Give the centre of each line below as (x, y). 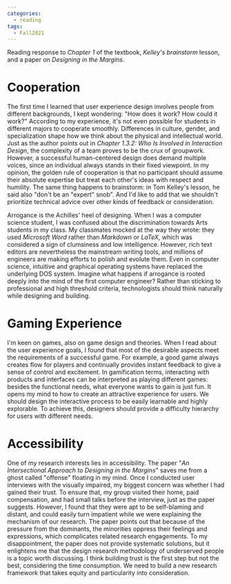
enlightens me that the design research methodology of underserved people (115, 551)
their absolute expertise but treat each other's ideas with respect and (106, 180)
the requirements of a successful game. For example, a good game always (113, 358)
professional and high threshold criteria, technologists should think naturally (115, 289)
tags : (15, 26)
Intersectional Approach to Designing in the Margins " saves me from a (107, 470)
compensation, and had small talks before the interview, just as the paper (111, 500)
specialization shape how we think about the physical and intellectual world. (115, 136)
